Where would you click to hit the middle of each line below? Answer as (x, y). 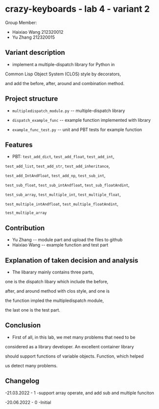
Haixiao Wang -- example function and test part (60, 245)
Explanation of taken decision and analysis (72, 260)
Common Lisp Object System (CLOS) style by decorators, (63, 74)
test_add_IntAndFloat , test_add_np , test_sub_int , (55, 176)
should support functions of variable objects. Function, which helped (74, 356)
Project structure (32, 99)
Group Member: (21, 23)
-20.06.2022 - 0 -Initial (28, 402)
